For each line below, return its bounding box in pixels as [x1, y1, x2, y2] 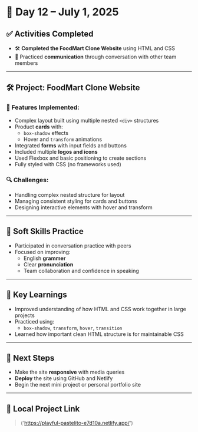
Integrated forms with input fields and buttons [14, 141, 127, 149]
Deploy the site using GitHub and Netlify [14, 375, 113, 382]
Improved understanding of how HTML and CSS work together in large [14, 305, 187, 312]
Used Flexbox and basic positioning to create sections [14, 154, 147, 161]
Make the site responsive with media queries [14, 368, 125, 376]
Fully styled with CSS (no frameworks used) [14, 160, 122, 167]
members [14, 60, 38, 67]
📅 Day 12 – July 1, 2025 [6, 5, 119, 19]
